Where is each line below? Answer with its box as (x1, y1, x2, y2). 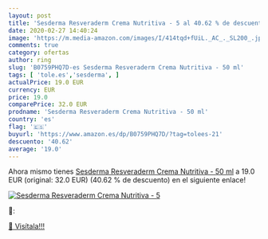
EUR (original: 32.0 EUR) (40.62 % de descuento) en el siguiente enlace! (8, 175, 246, 185)
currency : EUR (8, 85, 56, 94)
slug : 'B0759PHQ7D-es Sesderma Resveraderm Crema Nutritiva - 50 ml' (8, 64, 245, 72)
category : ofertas (8, 49, 69, 57)
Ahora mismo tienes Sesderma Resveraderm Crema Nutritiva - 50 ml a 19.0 (8, 167, 255, 176)
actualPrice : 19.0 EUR (8, 78, 84, 86)
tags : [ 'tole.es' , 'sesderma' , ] (8, 71, 120, 79)
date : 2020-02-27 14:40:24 (8, 26, 98, 34)
